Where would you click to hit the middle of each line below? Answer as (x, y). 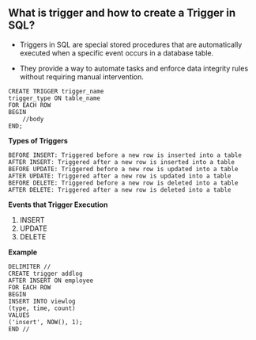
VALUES (19, 315)
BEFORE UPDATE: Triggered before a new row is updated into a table (123, 169)
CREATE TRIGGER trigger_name (56, 91)
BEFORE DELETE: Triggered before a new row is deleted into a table (123, 183)
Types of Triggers (38, 140)
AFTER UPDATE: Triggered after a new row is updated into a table (120, 176)
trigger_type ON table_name (55, 98)
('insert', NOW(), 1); (45, 322)
